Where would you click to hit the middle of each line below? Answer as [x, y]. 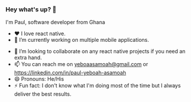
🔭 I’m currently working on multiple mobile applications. [82, 40]
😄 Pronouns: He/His [39, 79]
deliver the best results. [43, 94]
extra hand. [28, 58]
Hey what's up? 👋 [31, 9]
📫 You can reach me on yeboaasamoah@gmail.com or [81, 64]
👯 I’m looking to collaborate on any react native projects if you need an [100, 51]
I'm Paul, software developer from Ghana [55, 22]
